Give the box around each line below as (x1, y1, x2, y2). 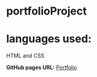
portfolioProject (6, 4, 87, 18)
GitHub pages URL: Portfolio (6, 64, 77, 71)
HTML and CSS (6, 52, 45, 59)
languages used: (6, 32, 92, 46)
